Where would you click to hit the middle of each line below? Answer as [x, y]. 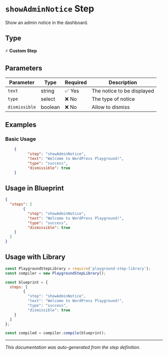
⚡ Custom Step [21, 50]
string [48, 90]
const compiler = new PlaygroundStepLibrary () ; [56, 273]
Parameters [24, 68]
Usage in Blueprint [34, 188]
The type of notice [113, 99]
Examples [21, 125]
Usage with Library [35, 257]
